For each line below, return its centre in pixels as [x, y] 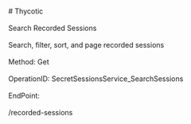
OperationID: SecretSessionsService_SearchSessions [96, 79]
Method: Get [29, 62]
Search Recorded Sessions [53, 28]
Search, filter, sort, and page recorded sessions [86, 45]
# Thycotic [26, 11]
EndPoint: [24, 95]
